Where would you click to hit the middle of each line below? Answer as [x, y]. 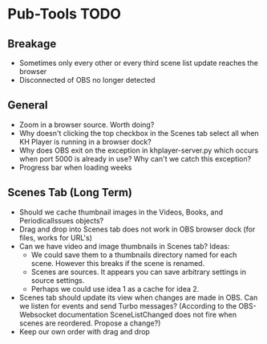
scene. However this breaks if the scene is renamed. [118, 263]
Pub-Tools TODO [65, 14]
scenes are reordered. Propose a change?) [90, 323]
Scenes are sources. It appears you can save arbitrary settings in [138, 272]
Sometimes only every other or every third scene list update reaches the [138, 63]
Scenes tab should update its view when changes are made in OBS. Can [138, 297]
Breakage [32, 44]
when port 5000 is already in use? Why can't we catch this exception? [135, 158]
